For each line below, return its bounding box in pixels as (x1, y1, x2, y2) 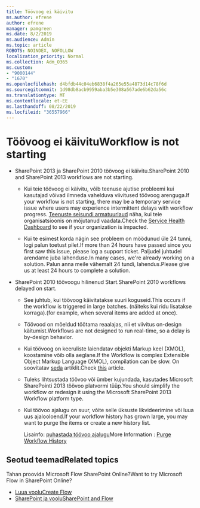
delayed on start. (14, 285, 57, 292)
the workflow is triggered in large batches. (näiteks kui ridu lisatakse (23, 303, 192, 310)
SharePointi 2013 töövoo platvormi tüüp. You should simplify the (23, 382, 180, 389)
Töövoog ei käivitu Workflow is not (6, 135, 179, 149)
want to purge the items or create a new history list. (23, 419, 151, 427)
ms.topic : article (6, 43, 52, 49)
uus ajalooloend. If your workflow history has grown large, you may (23, 413, 188, 420)
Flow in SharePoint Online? (6, 477, 72, 484)
